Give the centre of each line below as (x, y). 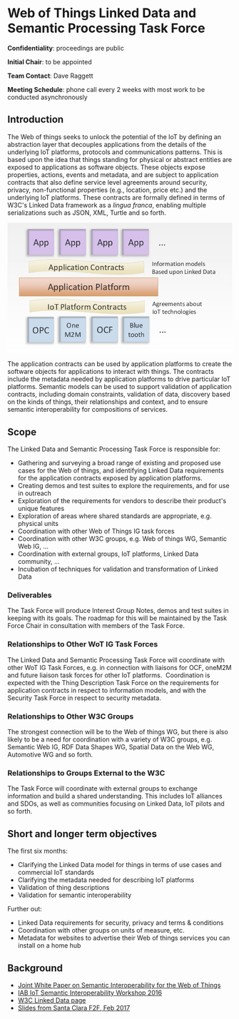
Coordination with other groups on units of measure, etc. (101, 931)
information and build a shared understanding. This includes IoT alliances (115, 796)
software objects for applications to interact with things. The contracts (111, 372)
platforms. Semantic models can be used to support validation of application (119, 387)
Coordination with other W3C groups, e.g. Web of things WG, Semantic (122, 539)
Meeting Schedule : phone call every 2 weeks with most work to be (106, 89)
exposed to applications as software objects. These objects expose (106, 167)
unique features (41, 509)
